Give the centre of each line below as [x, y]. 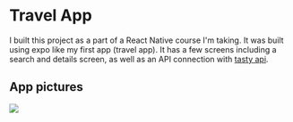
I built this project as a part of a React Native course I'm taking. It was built [146, 40]
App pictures [46, 87]
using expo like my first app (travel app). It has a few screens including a [143, 49]
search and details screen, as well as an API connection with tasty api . [139, 59]
